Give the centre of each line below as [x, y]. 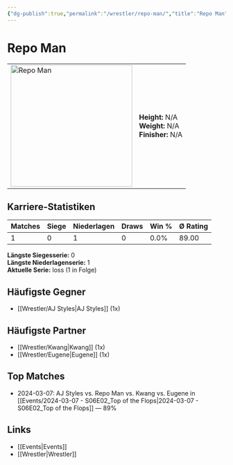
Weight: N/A [159, 126]
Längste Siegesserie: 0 [41, 255]
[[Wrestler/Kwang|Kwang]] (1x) [61, 347]
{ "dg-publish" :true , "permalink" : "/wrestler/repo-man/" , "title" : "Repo [110, 14]
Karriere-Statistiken [51, 207]
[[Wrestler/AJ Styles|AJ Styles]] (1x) [69, 309]
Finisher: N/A [161, 134]
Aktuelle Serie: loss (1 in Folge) [52, 270]
